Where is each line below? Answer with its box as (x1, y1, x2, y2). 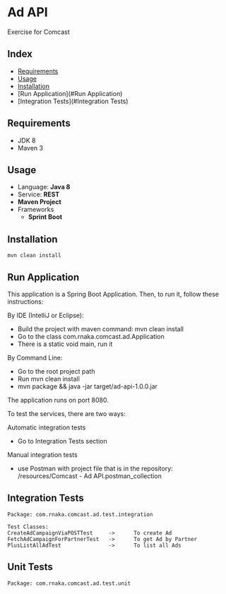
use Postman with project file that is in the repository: (17, 464, 173, 473)
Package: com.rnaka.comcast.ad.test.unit (7, 580, 131, 587)
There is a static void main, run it (17, 340, 113, 348)
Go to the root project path (17, 367, 95, 375)
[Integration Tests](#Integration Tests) (17, 97, 129, 105)
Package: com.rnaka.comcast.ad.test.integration (7, 511, 153, 518)
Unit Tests (7, 561, 53, 573)
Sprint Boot (28, 213, 62, 221)
